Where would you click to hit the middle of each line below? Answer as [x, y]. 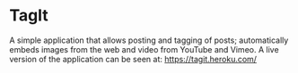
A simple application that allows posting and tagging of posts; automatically [149, 40]
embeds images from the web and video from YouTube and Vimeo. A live [145, 49]
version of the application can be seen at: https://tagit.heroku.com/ [133, 59]
